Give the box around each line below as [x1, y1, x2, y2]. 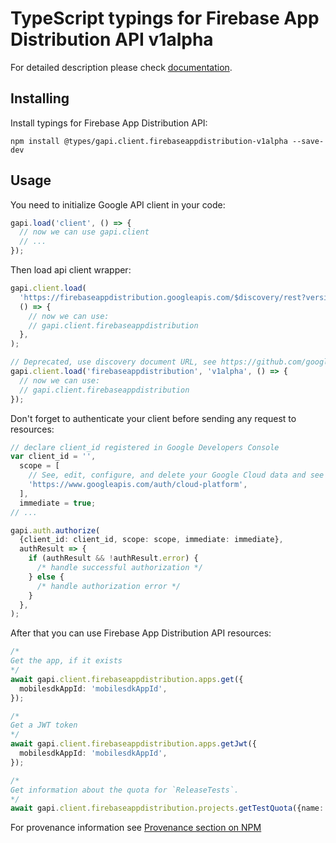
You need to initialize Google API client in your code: [10, 198, 226, 211]
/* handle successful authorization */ [36, 563, 203, 573]
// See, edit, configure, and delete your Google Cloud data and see [28, 470, 325, 481]
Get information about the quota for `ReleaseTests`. [10, 785, 240, 795]
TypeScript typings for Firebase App [10, 7, 320, 30]
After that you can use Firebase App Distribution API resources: [10, 627, 272, 639]
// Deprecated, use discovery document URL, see [10, 357, 217, 367]
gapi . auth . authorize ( [10, 525, 101, 536]
